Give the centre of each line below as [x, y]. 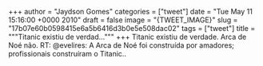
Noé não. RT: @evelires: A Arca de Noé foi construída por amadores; [121, 45]
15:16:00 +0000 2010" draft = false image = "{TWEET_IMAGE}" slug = [123, 20]
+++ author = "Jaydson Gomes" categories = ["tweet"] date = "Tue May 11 [131, 12]
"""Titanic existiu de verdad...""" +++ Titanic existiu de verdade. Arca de [128, 37]
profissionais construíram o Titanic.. [67, 54]
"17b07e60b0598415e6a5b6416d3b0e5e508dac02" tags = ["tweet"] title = [132, 28]
